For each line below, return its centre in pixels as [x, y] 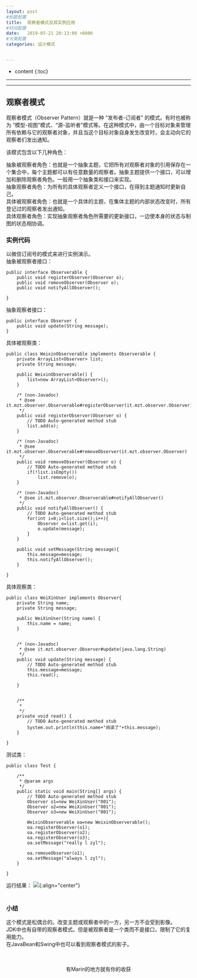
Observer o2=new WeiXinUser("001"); [72, 807]
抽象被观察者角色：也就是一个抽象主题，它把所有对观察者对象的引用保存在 [96, 165]
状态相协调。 [32, 223]
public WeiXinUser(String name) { [59, 618]
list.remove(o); [57, 477]
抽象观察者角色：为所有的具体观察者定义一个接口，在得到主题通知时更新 [93, 186]
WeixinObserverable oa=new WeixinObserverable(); [89, 822]
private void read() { [44, 716]
